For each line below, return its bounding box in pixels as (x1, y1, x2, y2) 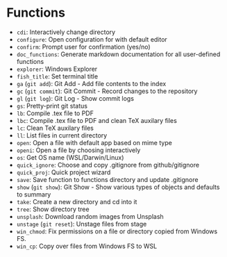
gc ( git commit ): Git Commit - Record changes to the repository (16, 87, 198, 95)
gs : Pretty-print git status (16, 101, 88, 110)
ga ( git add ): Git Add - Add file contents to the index (16, 79, 167, 88)
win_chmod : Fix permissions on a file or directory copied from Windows (16, 227, 218, 235)
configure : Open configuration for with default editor (16, 35, 167, 43)
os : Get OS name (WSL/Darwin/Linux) (16, 153, 124, 161)
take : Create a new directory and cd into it (16, 197, 137, 206)
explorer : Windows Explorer (16, 65, 98, 73)
